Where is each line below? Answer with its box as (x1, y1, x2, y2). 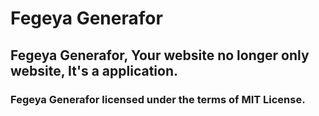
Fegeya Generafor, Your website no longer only (10, 47, 310, 64)
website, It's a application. (10, 62, 178, 79)
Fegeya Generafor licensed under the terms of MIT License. (10, 92, 306, 106)
